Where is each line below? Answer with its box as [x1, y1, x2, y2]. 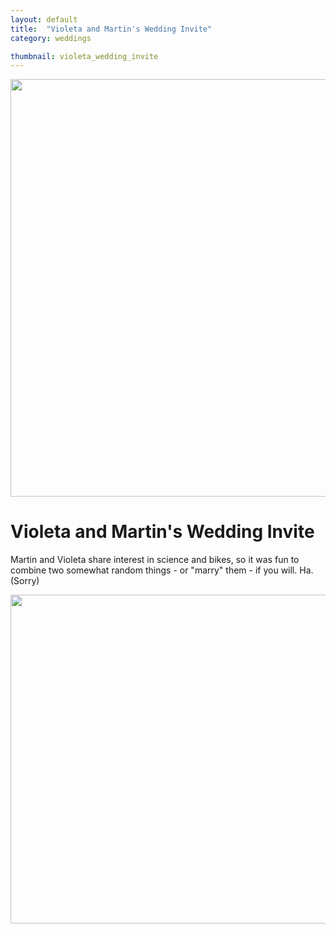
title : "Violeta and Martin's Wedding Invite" [10, 24, 213, 34]
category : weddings [10, 33, 92, 43]
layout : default [10, 14, 78, 25]
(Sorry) [10, 575, 40, 587]
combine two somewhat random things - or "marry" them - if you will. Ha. [10, 564, 314, 576]
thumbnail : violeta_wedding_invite [10, 51, 159, 61]
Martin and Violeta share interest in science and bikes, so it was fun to [10, 554, 300, 566]
